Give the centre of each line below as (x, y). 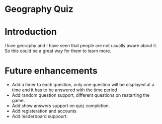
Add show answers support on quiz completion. (61, 106)
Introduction (31, 32)
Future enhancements (51, 71)
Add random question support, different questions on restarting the (81, 95)
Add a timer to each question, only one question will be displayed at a (83, 85)
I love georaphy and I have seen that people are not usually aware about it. (81, 46)
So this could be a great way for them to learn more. (58, 51)
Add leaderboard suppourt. (40, 116)
